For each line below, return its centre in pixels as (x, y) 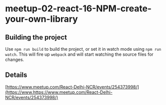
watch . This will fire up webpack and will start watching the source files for (79, 54)
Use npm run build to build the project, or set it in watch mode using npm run (83, 49)
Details (16, 75)
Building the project (36, 37)
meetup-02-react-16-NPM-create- (79, 9)
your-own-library (42, 19)
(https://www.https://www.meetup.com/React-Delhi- (59, 92)
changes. (15, 59)
